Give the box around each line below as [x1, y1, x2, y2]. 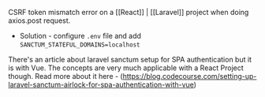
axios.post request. [8, 16, 71, 25]
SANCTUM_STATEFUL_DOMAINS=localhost [19, 41, 140, 49]
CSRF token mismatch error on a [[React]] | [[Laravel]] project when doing [8, 8, 249, 17]
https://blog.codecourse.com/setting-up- [122, 72, 257, 80]
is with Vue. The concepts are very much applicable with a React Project [8, 63, 244, 73]
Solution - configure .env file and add [19, 32, 142, 40]
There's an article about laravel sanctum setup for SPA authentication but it [8, 55, 252, 64]
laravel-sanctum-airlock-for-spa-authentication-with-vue [8, 80, 195, 89]
